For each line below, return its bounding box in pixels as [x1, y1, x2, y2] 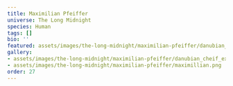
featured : [7, 42, 36, 49]
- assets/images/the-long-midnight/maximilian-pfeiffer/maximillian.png [7, 62, 222, 69]
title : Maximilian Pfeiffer [7, 10, 89, 17]
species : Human [7, 23, 51, 30]
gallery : [7, 49, 33, 56]
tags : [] [7, 29, 33, 37]
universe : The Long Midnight [7, 17, 92, 24]
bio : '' [7, 36, 30, 43]
